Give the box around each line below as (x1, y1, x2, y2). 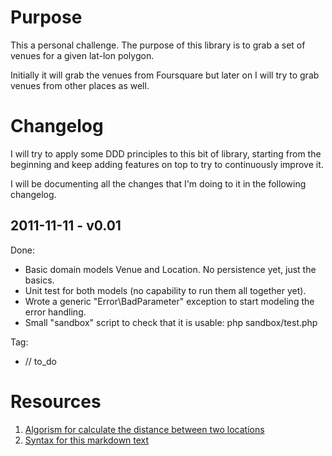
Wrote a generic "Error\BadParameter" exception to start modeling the (24, 295, 315, 307)
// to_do (24, 355, 58, 367)
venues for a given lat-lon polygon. (10, 49, 155, 61)
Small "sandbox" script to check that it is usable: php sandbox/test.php (24, 316, 318, 328)
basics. (24, 274, 55, 286)
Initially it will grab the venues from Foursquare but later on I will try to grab (10, 69, 320, 81)
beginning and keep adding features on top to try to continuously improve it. (10, 158, 324, 170)
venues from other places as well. (10, 79, 150, 91)
